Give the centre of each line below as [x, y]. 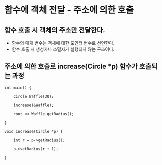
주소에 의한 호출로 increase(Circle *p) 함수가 [71, 67]
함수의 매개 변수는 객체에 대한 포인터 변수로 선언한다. [63, 43]
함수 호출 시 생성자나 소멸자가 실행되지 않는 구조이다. [63, 49]
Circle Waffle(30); [34, 96]
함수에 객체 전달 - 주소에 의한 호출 [69, 10]
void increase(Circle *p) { [34, 131]
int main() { [18, 88]
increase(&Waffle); [34, 105]
